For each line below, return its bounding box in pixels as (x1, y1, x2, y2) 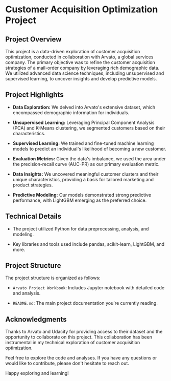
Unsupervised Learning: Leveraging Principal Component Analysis (12, 119, 155, 125)
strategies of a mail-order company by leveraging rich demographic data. (5, 65, 160, 71)
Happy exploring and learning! (5, 370, 69, 376)
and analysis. (12, 290, 41, 297)
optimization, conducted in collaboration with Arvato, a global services (5, 54, 154, 60)
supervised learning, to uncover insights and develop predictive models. (5, 76, 157, 81)
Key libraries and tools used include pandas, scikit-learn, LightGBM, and (12, 241, 165, 247)
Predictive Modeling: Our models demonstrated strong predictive (12, 192, 152, 198)
